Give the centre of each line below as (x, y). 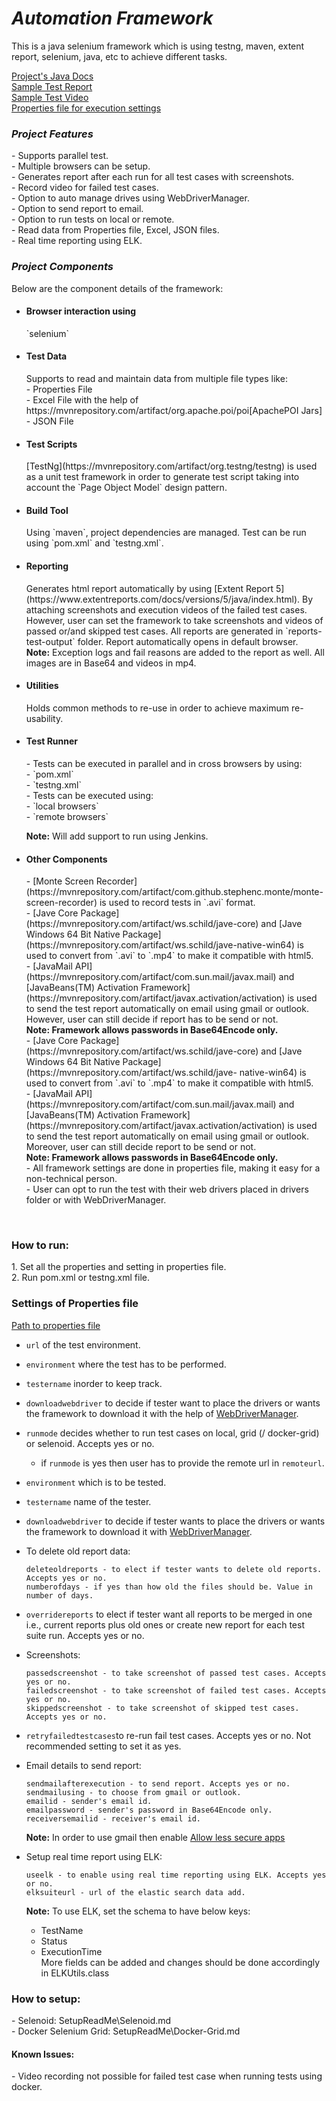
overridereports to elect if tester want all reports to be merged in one (169, 1614)
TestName (62, 1930)
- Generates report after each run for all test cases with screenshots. (153, 177)
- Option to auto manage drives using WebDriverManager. (130, 198)
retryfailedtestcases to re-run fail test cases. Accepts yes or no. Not (168, 1735)
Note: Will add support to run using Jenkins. (117, 836)
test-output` (50, 641)
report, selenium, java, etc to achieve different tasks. (119, 56)
